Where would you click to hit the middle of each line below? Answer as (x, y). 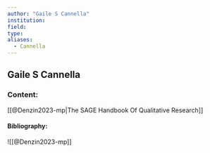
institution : (26, 20)
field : (17, 27)
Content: (23, 95)
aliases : (20, 40)
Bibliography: (27, 126)
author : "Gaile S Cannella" (49, 14)
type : (15, 33)
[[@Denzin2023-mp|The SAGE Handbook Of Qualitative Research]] (105, 110)
